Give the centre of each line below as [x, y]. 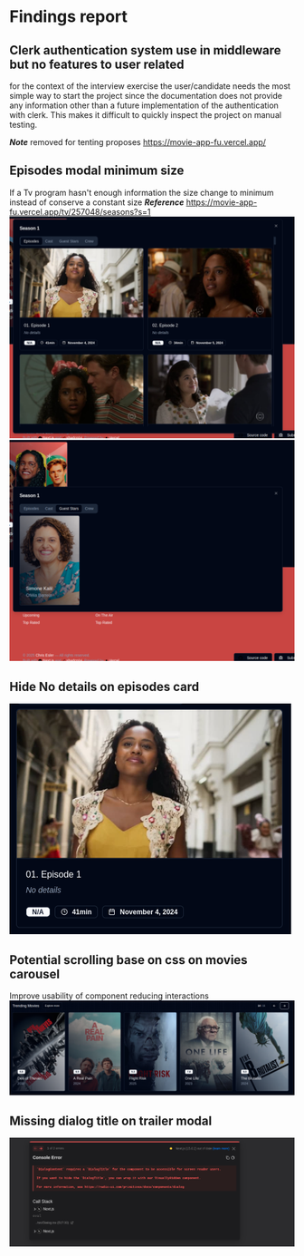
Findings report [69, 17]
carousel [35, 974]
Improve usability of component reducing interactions [109, 996]
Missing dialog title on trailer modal [111, 1120]
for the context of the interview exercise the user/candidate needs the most [150, 86]
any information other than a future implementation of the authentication [144, 105]
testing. [24, 125]
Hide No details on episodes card [104, 686]
